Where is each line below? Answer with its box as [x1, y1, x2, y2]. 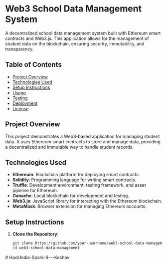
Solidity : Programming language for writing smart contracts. [12, 177, 137, 183]
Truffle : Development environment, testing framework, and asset [12, 182, 146, 188]
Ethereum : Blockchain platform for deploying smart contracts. [12, 172, 140, 178]
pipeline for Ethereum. [12, 188, 58, 194]
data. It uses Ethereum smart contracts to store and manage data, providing [5, 138, 161, 145]
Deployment [12, 100, 38, 106]
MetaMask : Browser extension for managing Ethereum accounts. [12, 203, 147, 210]
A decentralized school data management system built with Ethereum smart [5, 30, 161, 36]
